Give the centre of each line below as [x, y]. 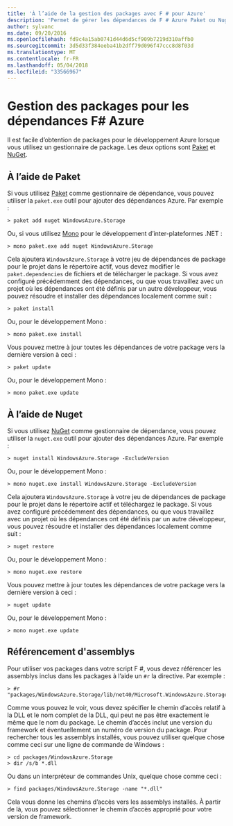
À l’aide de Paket [44, 177]
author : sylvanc [31, 26]
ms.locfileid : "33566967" [44, 71]
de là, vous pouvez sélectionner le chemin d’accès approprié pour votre [110, 809]
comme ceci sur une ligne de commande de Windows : [86, 744]
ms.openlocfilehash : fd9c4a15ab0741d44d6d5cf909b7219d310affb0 [101, 40]
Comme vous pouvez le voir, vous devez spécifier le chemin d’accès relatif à [116, 707]
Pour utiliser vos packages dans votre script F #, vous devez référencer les [114, 668]
